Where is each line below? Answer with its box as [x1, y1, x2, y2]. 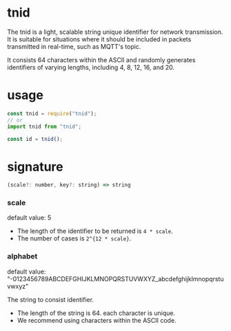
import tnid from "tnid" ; [7, 123, 81, 130]
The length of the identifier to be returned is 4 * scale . [17, 227, 174, 236]
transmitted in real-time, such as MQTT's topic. [7, 42, 141, 50]
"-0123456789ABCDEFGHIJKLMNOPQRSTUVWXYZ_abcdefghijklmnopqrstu [7, 274, 224, 283]
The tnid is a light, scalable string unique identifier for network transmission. [7, 28, 223, 36]
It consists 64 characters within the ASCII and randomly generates [7, 55, 196, 64]
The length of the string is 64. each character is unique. [17, 309, 176, 317]
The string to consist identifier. [7, 295, 94, 303]
